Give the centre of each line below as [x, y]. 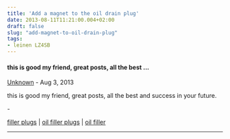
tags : [15, 39]
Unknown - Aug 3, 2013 [40, 82]
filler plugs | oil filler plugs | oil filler [56, 122]
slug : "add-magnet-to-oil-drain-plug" [62, 33]
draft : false [26, 26]
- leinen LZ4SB [29, 45]
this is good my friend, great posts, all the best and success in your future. [112, 96]
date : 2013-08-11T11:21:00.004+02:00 [61, 20]
